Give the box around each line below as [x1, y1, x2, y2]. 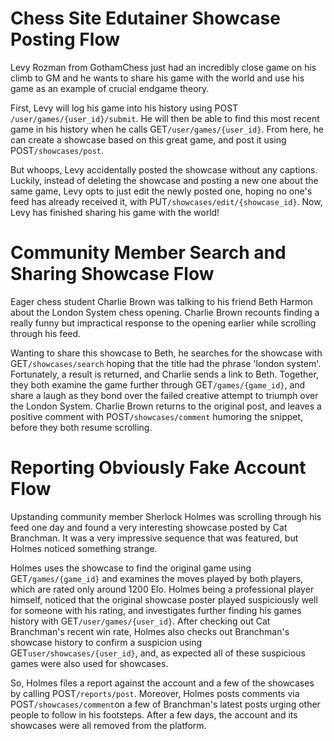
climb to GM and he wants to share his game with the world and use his [10, 72, 305, 84]
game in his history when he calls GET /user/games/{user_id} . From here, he [10, 123, 324, 135]
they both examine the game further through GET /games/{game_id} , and [10, 378, 306, 391]
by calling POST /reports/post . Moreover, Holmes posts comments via [10, 687, 300, 699]
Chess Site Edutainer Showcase [10, 7, 281, 30]
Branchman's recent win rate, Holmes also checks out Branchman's [10, 625, 290, 637]
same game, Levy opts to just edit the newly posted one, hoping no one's [10, 185, 313, 197]
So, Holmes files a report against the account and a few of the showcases [10, 677, 315, 689]
